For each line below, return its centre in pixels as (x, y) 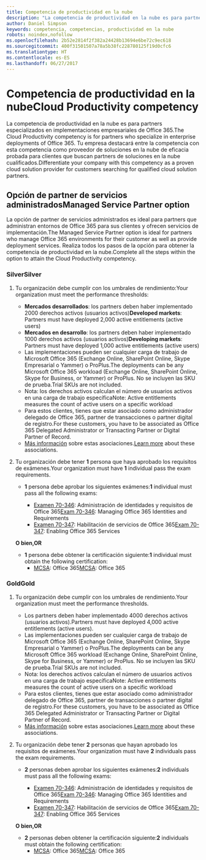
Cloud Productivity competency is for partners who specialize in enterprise (101, 137)
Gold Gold (21, 583)
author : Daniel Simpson (37, 23)
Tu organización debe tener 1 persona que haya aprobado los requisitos (106, 461)
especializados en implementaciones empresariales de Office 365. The (95, 130)
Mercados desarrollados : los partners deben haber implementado (109, 306)
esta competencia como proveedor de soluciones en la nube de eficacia (97, 150)
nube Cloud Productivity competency (103, 106)
